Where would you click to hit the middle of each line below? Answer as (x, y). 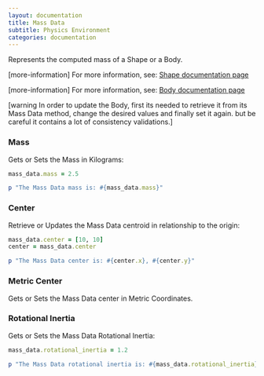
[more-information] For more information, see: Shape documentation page (128, 75)
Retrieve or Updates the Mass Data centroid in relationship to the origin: (124, 225)
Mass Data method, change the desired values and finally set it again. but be (132, 114)
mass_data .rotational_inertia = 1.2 (68, 350)
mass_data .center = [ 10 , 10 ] (56, 239)
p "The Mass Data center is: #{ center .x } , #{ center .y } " (101, 261)
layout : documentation (45, 15)
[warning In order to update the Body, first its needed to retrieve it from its (128, 105)
